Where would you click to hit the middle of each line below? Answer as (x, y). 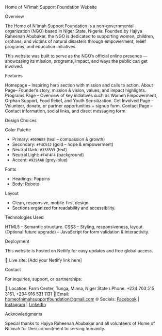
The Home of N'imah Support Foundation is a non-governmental (69, 26)
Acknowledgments (24, 314)
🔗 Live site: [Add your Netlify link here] (44, 260)
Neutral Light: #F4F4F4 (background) (48, 155)
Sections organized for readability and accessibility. (64, 208)
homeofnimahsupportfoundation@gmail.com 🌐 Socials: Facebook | (72, 299)
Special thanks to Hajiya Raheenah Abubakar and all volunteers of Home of (80, 323)
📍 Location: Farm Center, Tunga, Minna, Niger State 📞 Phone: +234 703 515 (80, 288)
